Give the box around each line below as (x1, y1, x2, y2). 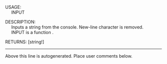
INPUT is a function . (11, 30, 54, 35)
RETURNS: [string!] (5, 39, 45, 45)
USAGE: (5, 4, 21, 10)
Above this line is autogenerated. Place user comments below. (5, 53, 133, 59)
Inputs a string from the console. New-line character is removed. (11, 24, 144, 30)
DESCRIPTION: (5, 19, 36, 25)
